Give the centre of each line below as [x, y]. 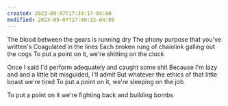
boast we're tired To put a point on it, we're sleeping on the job [96, 81]
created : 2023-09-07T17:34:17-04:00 [59, 13]
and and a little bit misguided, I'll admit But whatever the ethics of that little [112, 74]
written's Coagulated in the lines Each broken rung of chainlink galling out [111, 47]
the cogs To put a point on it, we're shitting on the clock [86, 54]
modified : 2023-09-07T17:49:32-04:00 [61, 20]
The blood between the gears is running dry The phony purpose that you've [114, 39]
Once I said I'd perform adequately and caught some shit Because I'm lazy [112, 67]
